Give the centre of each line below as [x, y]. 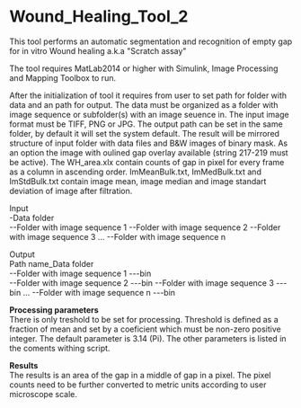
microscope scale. [44, 394]
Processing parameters [54, 310]
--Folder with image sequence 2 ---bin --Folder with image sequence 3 [142, 283]
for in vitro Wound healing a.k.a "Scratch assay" [98, 50]
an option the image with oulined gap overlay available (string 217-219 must [149, 152]
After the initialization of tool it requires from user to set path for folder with [148, 95]
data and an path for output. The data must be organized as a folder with [144, 104]
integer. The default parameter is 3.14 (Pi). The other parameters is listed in [148, 338]
